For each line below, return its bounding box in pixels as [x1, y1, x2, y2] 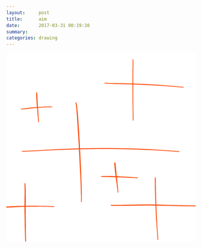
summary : [6, 29, 28, 35]
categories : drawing [6, 35, 58, 41]
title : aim [6, 16, 47, 22]
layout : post [6, 10, 50, 16]
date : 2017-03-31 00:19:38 [6, 22, 90, 28]
